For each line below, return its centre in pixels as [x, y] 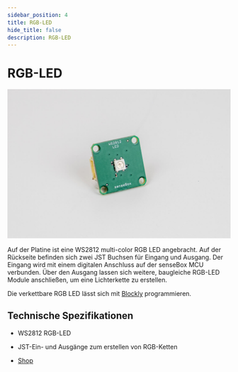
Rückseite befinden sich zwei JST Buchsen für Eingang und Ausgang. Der [115, 257]
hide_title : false [34, 30]
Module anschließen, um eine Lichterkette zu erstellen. [87, 280]
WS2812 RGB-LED [44, 333]
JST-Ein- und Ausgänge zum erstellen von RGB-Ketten [97, 346]
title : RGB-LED [30, 22]
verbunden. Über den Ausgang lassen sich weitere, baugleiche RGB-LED [114, 272]
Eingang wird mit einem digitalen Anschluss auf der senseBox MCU [106, 264]
